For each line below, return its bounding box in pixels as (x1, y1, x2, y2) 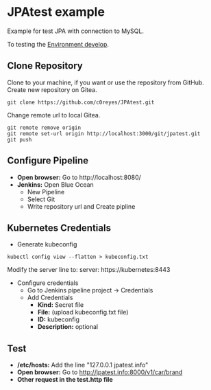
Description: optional (37, 323, 98, 331)
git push (7, 136, 32, 143)
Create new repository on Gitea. (7, 85, 97, 93)
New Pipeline (27, 187, 65, 196)
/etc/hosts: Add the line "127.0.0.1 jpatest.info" (16, 361, 149, 369)
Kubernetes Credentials (7, 222, 112, 233)
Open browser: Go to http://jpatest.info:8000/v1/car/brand (16, 368, 183, 376)
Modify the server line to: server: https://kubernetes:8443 (7, 266, 171, 274)
